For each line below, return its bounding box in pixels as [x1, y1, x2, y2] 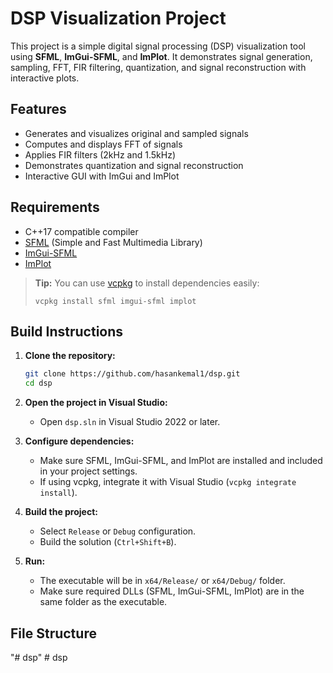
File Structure [10, 625, 97, 642]
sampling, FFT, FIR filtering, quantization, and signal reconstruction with [10, 61, 307, 73]
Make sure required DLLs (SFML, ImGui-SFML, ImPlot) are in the [39, 585, 305, 597]
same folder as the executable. [39, 596, 168, 608]
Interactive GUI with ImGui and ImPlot [24, 170, 180, 182]
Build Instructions [10, 323, 124, 340]
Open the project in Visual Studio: [24, 397, 168, 409]
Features [10, 101, 67, 118]
